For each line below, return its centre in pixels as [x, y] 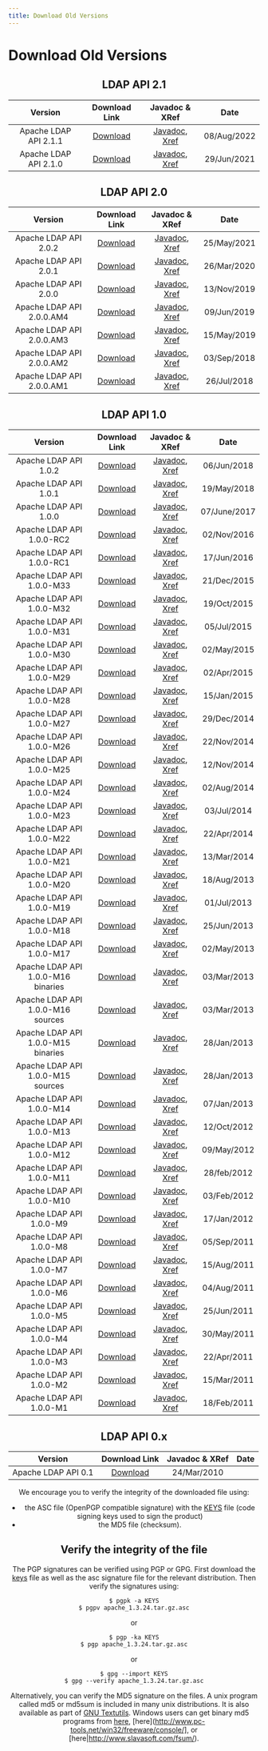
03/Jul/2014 [229, 811]
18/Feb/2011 [228, 1403]
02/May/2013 [229, 949]
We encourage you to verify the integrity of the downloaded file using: [134, 1493]
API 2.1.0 [45, 163]
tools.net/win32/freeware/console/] [129, 1729]
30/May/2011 [229, 1334]
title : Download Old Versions [59, 16]
